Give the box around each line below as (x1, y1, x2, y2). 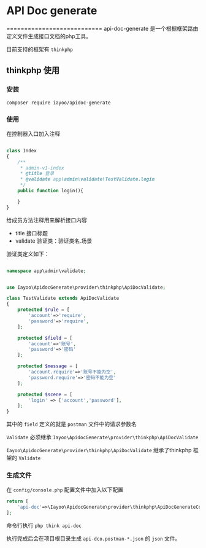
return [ (6, 498, 29, 504)
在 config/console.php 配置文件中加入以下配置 (6, 486, 124, 493)
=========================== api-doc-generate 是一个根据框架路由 (6, 25, 199, 32)
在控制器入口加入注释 (6, 130, 60, 137)
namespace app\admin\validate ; (6, 268, 86, 274)
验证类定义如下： (6, 250, 50, 257)
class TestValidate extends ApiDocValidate (6, 296, 120, 302)
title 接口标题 (15, 229, 48, 237)
